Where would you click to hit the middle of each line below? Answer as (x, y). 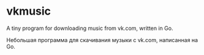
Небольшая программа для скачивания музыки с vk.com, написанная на (102, 40)
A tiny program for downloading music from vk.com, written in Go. (90, 28)
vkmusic (28, 11)
